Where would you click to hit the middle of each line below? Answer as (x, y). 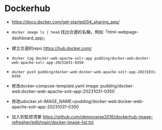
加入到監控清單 (26, 116)
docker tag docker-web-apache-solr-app (52, 58)
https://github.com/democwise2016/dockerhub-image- (98, 116)
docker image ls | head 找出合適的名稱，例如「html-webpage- (75, 32)
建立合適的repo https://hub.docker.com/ (52, 48)
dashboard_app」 (29, 38)
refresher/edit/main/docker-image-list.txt (53, 122)
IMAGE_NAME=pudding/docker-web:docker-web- (94, 101)
